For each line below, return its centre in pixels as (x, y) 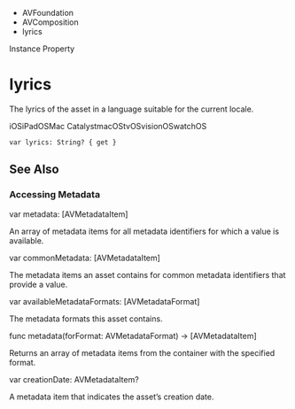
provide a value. (39, 284)
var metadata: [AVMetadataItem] (69, 214)
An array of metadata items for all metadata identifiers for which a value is (144, 231)
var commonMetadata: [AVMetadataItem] (85, 258)
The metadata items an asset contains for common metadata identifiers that (147, 274)
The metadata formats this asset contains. (86, 319)
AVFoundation (47, 13)
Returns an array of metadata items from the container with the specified (142, 352)
